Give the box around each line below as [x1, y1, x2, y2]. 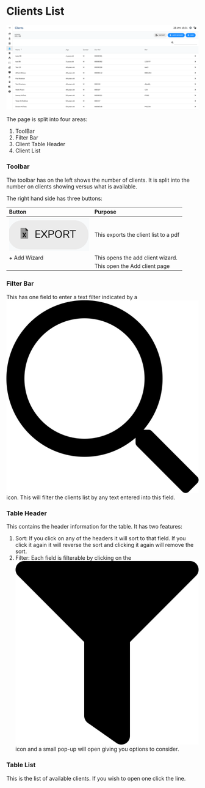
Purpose [94, 208, 117, 215]
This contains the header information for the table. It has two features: [6, 523, 183, 530]
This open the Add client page [94, 262, 170, 270]
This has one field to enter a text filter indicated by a [6, 293, 138, 300]
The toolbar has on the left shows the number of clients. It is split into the [6, 176, 190, 184]
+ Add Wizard [9, 254, 44, 261]
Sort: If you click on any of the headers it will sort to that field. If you [15, 535, 186, 542]
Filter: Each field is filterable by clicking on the [15, 554, 132, 562]
